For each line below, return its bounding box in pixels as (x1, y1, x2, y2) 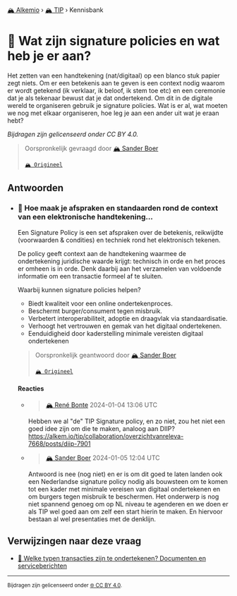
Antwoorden (7, 182, 64, 194)
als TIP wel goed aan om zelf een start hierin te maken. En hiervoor (28, 507, 224, 516)
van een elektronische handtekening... (17, 212, 153, 222)
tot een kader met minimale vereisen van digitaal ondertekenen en (28, 485, 221, 493)
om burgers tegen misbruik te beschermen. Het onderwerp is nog (28, 492, 219, 501)
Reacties (17, 384, 44, 393)
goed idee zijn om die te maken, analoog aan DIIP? (28, 424, 175, 432)
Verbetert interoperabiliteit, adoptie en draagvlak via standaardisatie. (28, 314, 228, 322)
